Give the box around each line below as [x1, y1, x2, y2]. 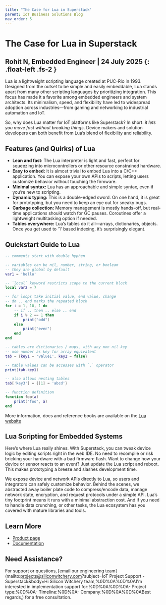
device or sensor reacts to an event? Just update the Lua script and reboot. [5, 461, 159, 467]
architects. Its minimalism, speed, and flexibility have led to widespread [5, 100, 151, 106]
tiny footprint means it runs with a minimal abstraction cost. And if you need [5, 497, 160, 503]
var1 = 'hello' [5, 272, 37, 276]
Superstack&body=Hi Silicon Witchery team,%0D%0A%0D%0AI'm [5, 578, 142, 585]
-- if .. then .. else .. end [14, 308, 77, 313]
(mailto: [5, 573, 21, 579]
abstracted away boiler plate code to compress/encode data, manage [5, 487, 148, 493]
